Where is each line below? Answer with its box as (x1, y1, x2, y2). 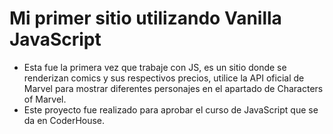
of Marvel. (23, 93, 67, 105)
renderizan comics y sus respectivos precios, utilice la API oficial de (23, 72, 305, 84)
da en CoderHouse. (23, 114, 106, 126)
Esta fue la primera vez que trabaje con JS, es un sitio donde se (23, 61, 287, 73)
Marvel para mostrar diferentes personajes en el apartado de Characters (23, 82, 324, 94)
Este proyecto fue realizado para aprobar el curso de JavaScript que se (23, 103, 319, 116)
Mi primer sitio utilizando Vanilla (9, 7, 282, 30)
